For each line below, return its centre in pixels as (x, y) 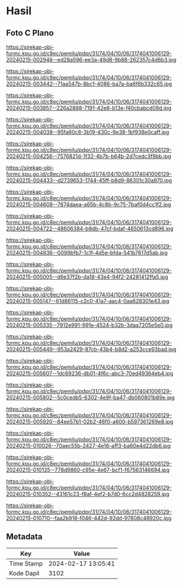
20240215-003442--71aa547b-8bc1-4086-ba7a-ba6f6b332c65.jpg (89, 84)
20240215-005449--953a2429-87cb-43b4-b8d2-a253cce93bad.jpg (91, 349)
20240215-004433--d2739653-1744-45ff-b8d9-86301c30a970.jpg (89, 180)
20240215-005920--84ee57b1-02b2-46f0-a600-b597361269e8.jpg (90, 422)
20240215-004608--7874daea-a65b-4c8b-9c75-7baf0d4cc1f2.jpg (89, 204)
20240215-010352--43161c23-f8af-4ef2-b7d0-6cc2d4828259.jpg (88, 494)
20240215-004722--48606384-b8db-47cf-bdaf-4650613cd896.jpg (90, 229)
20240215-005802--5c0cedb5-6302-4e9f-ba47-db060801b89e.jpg (90, 397)
